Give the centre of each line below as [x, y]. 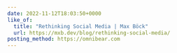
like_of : [20, 20]
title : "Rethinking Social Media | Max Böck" [81, 26]
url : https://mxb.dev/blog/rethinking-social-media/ [92, 33]
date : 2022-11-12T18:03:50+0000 [54, 13]
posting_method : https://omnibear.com [64, 39]
